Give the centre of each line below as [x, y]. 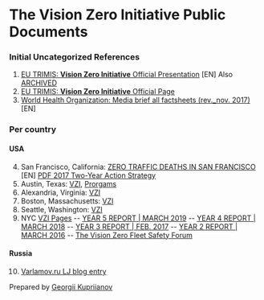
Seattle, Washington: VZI [61, 209]
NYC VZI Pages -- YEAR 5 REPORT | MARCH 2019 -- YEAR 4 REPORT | [138, 218]
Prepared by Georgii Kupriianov [61, 286]
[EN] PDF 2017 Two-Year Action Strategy [88, 175]
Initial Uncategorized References [74, 57]
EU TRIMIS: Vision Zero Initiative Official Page [98, 92]
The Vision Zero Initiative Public [118, 15]
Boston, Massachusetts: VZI [67, 201]
